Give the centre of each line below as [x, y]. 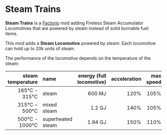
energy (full [92, 76]
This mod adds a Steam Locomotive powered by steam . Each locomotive [80, 43]
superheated [57, 119]
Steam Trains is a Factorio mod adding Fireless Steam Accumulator [74, 23]
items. [11, 33]
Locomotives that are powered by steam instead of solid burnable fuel [77, 28]
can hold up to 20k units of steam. [40, 48]
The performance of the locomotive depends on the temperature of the [78, 58]
